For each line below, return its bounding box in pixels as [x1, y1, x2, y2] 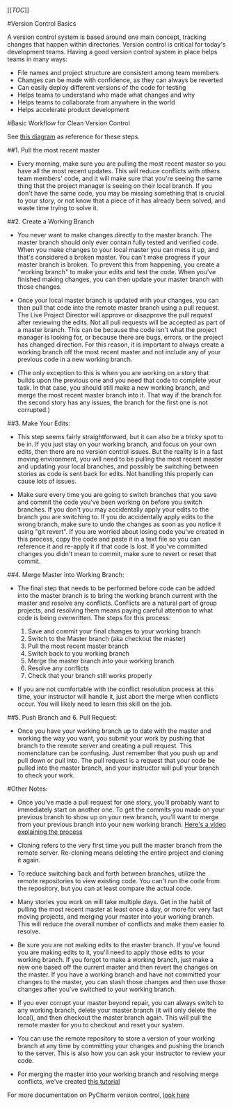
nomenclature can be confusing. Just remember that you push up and [17, 749, 218, 757]
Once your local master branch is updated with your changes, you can [17, 296, 219, 304]
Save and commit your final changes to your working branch [27, 627, 201, 635]
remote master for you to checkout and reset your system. [17, 1021, 184, 1029]
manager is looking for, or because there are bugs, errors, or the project [17, 333, 224, 341]
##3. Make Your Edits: [7, 419, 71, 427]
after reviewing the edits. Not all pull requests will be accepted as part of [17, 318, 226, 326]
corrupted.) [17, 406, 51, 413]
